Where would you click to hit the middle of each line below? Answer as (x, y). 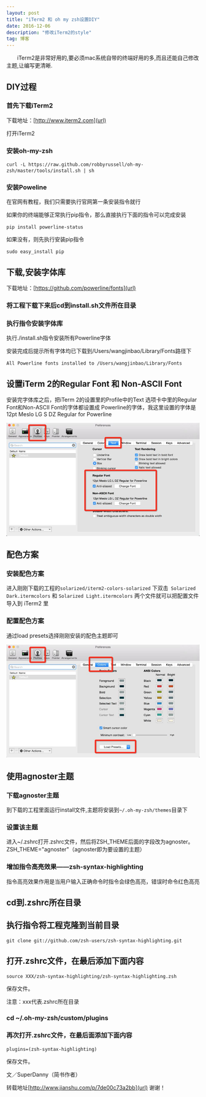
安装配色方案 (25, 574)
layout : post (23, 13)
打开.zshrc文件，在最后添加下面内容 (75, 961)
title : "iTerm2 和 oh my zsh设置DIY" (53, 19)
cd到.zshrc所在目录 (44, 902)
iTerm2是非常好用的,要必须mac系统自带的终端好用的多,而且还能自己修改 (108, 58)
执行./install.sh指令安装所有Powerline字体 (59, 338)
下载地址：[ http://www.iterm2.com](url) (56, 120)
